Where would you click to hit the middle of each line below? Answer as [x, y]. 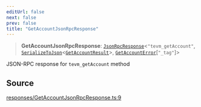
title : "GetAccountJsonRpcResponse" [52, 29]
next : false [21, 18]
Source [20, 83]
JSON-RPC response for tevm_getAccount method [68, 64]
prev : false [21, 23]
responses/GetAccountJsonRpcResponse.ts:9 [64, 98]
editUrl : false [25, 12]
